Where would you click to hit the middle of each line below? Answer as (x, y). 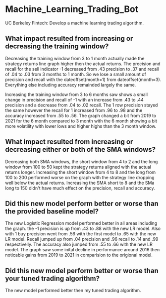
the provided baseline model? (52, 211)
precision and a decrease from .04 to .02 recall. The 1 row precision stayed (82, 105)
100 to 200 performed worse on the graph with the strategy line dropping (80, 177)
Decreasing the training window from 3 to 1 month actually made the (75, 58)
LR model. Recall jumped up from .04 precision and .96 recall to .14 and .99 (82, 239)
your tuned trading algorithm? (53, 278)
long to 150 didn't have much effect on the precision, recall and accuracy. (80, 188)
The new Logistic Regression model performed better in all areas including (81, 223)
